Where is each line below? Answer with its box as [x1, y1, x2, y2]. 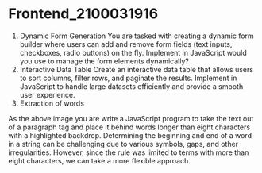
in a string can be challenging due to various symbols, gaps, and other [8, 139, 239, 148]
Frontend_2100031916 [8, 5, 159, 23]
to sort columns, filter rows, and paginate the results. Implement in [19, 73, 237, 83]
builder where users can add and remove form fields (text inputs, [19, 39, 233, 48]
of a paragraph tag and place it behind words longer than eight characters [8, 122, 251, 132]
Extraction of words [19, 98, 85, 108]
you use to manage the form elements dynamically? [19, 56, 189, 66]
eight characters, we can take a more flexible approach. [8, 156, 191, 165]
